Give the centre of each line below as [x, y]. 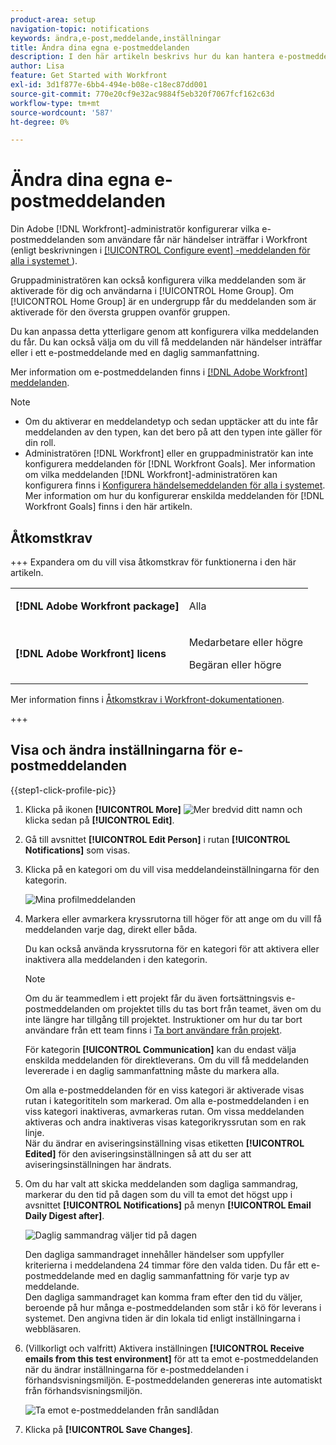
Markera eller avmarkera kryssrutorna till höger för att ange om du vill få [173, 918]
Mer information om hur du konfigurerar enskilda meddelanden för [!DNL [174, 496]
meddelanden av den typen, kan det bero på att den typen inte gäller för [173, 432]
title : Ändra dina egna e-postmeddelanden [100, 47]
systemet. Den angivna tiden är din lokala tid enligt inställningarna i [162, 1318]
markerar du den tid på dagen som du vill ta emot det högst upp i [158, 1194]
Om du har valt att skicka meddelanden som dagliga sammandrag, [161, 1183]
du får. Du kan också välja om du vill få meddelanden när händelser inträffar [166, 342]
